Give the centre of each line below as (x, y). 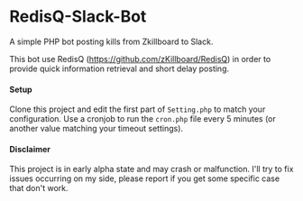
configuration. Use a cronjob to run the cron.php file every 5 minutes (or (143, 119)
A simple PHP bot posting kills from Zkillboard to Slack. (111, 41)
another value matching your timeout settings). (96, 129)
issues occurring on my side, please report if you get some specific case (145, 178)
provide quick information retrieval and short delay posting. (119, 69)
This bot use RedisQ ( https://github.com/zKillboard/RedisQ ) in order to (140, 59)
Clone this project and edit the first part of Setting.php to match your (138, 109)
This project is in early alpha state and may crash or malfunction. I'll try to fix (151, 169)
